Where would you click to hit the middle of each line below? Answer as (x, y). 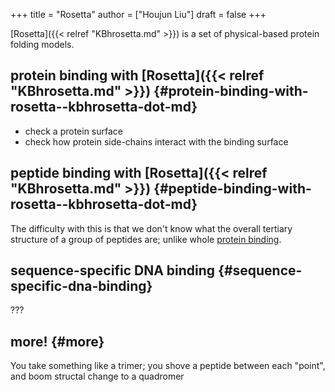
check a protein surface (74, 131)
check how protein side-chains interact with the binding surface (156, 141)
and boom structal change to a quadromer (97, 376)
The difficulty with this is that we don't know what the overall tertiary (151, 228)
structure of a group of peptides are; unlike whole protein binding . (146, 239)
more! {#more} (57, 341)
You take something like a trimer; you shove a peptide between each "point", (168, 366)
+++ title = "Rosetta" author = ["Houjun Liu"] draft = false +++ (138, 14)
